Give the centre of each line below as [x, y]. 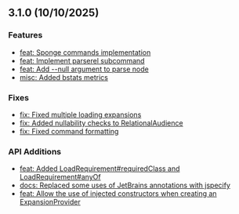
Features [25, 35]
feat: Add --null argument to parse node [84, 69]
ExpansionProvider [50, 202]
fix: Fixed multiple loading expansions [80, 114]
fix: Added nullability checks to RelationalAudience [101, 123]
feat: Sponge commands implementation [85, 52]
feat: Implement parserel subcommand [82, 60]
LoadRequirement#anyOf [60, 177]
